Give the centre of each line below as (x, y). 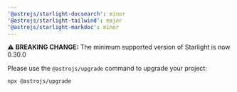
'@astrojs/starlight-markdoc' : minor (63, 27)
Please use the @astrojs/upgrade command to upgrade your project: (107, 69)
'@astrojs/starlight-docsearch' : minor (67, 14)
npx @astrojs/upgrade (39, 81)
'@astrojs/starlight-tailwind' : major (65, 21)
